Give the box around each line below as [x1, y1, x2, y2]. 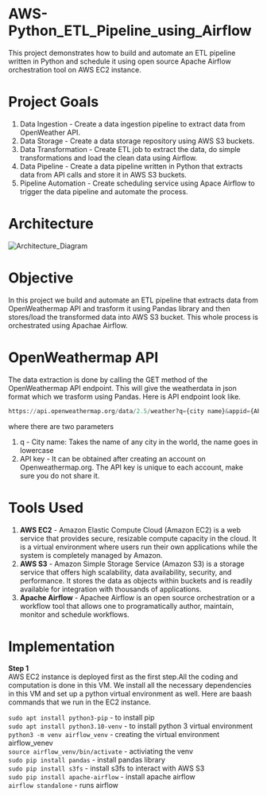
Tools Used [8, 498, 84, 517]
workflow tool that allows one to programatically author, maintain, [19, 601, 234, 611]
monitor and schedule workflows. [19, 610, 130, 619]
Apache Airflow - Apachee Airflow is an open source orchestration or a [19, 592, 256, 602]
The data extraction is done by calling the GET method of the [8, 375, 208, 384]
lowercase [19, 445, 54, 455]
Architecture [8, 215, 94, 233]
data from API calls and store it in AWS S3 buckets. [19, 170, 187, 179]
